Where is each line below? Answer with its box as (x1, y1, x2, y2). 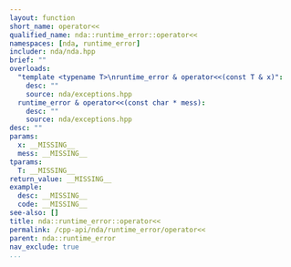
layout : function (9, 13, 76, 23)
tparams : (9, 157, 43, 167)
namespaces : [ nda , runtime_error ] (9, 38, 141, 48)
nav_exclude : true (9, 242, 79, 252)
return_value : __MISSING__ (9, 174, 112, 183)
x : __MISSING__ (17, 140, 76, 149)
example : (9, 183, 43, 192)
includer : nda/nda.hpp (9, 47, 96, 56)
